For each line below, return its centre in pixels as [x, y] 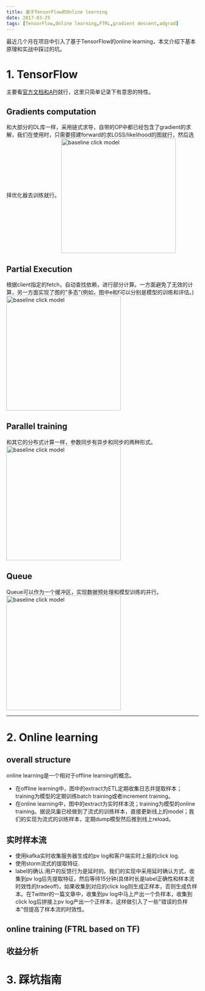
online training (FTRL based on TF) [73, 929]
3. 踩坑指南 [34, 980]
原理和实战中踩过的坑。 [36, 49]
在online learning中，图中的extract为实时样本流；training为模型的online [105, 804]
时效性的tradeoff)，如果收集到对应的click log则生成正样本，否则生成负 [103, 886]
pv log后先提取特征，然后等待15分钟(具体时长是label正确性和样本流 [110, 879]
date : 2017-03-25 [28, 18]
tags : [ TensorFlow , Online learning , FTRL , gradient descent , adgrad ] [92, 23]
